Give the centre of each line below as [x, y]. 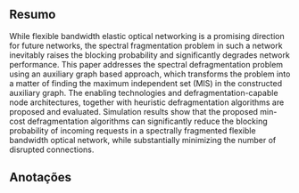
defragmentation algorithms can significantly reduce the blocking [147, 121]
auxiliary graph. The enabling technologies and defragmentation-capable [144, 92]
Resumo [33, 15]
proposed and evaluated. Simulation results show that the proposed [134, 111]
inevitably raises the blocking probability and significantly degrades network [149, 55]
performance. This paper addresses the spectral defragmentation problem [146, 64]
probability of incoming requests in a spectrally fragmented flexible [133, 130]
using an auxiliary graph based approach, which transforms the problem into [150, 74]
